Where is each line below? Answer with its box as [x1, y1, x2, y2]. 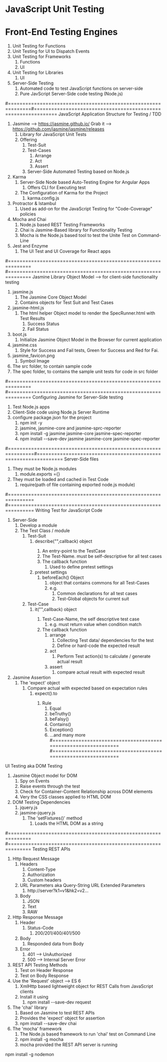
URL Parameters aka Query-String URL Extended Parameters [19, 882, 146, 888]
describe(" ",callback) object [34, 538, 93, 544]
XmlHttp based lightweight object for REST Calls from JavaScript [19, 983, 154, 989]
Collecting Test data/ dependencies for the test [57, 637, 154, 643]
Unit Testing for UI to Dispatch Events [12, 48, 90, 54]
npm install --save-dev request [27, 999, 91, 1005]
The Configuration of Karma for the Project [19, 190, 108, 196]
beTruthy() [49, 711, 71, 717]
